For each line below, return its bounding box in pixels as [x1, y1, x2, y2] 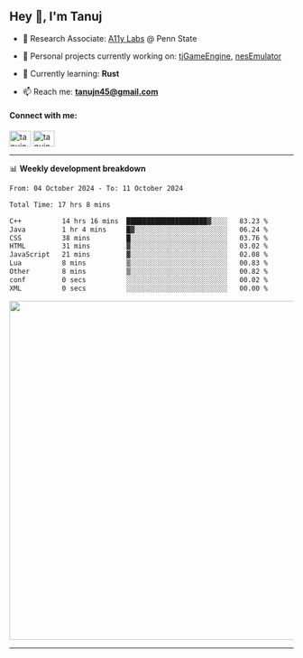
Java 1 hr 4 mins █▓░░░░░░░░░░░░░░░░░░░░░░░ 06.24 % [9, 225, 269, 234]
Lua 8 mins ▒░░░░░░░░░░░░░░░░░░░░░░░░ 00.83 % [9, 258, 269, 268]
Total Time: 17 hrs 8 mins [9, 200, 111, 209]
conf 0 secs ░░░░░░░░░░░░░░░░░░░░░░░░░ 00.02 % [9, 275, 269, 285]
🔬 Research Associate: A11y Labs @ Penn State [22, 33, 197, 43]
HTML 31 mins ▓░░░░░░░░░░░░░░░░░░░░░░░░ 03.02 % [9, 241, 269, 251]
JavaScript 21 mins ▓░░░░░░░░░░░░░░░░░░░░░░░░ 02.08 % [9, 250, 269, 259]
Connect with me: [9, 110, 78, 121]
